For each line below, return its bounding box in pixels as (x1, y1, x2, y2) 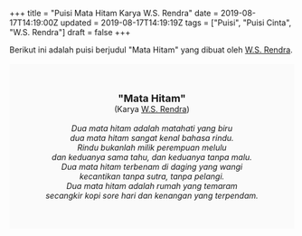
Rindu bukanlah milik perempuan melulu (76, 142, 228, 153)
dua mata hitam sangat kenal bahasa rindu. (70, 133, 234, 143)
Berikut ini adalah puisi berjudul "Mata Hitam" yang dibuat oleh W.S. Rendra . (9, 44, 294, 55)
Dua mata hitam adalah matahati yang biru (71, 123, 233, 134)
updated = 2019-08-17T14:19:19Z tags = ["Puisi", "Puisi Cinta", (60, 17, 292, 28)
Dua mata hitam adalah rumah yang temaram (66, 181, 238, 191)
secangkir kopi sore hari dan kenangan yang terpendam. (44, 190, 260, 201)
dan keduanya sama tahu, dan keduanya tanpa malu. (51, 152, 253, 162)
